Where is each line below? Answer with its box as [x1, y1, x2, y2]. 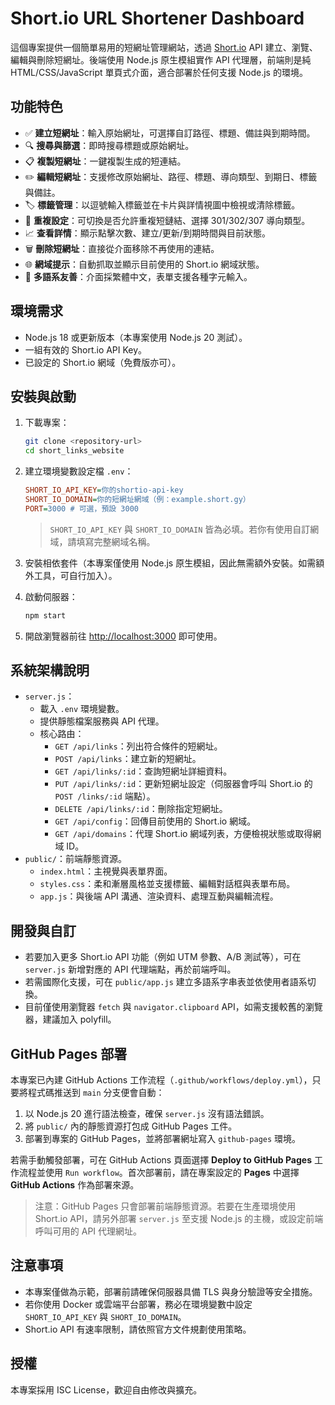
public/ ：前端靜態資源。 [24, 853, 127, 865]
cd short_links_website [24, 446, 125, 456]
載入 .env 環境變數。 [39, 703, 125, 715]
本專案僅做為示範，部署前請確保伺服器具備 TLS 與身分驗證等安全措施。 [24, 1285, 318, 1297]
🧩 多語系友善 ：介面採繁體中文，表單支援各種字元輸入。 [24, 270, 253, 282]
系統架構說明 [10, 662, 90, 679]
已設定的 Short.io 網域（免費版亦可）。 [24, 356, 182, 368]
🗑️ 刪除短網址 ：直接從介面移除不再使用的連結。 [24, 242, 220, 254]
